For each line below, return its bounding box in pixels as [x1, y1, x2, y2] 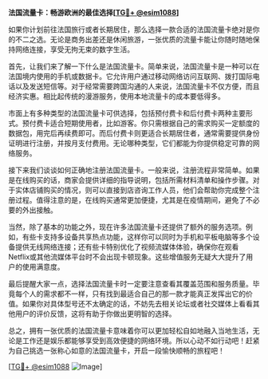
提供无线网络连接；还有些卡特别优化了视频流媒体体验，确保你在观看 [14, 243, 239, 251]
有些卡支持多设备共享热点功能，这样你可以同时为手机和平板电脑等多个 [22, 232, 253, 242]
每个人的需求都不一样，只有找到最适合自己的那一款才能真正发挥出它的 [14, 289, 246, 298]
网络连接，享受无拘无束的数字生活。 [14, 45, 134, 54]
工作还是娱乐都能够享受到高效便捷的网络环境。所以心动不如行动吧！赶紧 [22, 336, 260, 345]
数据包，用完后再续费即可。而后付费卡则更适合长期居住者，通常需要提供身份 [8, 128, 260, 138]
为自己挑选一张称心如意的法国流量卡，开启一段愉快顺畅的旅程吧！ [8, 346, 225, 355]
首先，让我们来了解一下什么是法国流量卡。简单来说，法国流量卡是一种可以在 [8, 61, 260, 71]
